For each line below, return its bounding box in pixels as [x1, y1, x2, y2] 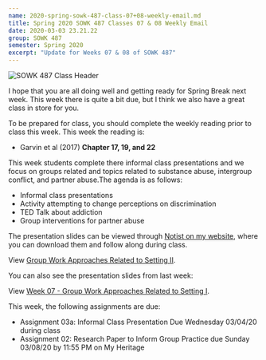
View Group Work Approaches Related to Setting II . [8, 255, 176, 264]
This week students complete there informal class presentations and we [8, 158, 244, 168]
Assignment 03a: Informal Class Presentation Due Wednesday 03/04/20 [19, 317, 257, 326]
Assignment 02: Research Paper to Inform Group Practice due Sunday [19, 334, 250, 343]
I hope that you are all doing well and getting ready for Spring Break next [8, 86, 247, 96]
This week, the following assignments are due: [8, 302, 161, 311]
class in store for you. [8, 103, 80, 113]
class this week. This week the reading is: [8, 127, 145, 136]
